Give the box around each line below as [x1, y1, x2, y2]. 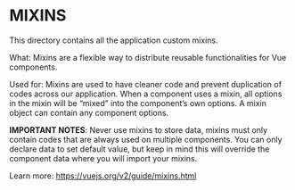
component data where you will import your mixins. [9, 153, 198, 163]
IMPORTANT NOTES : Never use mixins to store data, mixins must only [9, 124, 268, 135]
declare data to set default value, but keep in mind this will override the [9, 144, 270, 154]
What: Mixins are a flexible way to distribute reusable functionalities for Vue [9, 52, 287, 62]
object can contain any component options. [9, 107, 169, 118]
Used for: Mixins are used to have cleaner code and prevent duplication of [9, 78, 283, 89]
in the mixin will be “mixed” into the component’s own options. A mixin [9, 97, 267, 108]
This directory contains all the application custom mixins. [9, 35, 218, 45]
